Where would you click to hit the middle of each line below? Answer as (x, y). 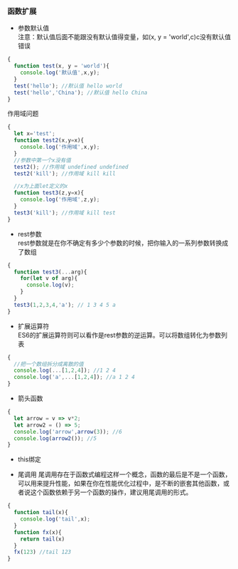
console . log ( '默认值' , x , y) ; (60, 73)
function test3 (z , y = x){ (49, 193)
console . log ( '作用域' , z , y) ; (60, 200)
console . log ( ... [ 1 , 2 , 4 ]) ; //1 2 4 (65, 371)
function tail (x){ (41, 513)
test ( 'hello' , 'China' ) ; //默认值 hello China (81, 93)
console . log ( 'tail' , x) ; (55, 519)
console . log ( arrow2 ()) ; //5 (55, 438)
